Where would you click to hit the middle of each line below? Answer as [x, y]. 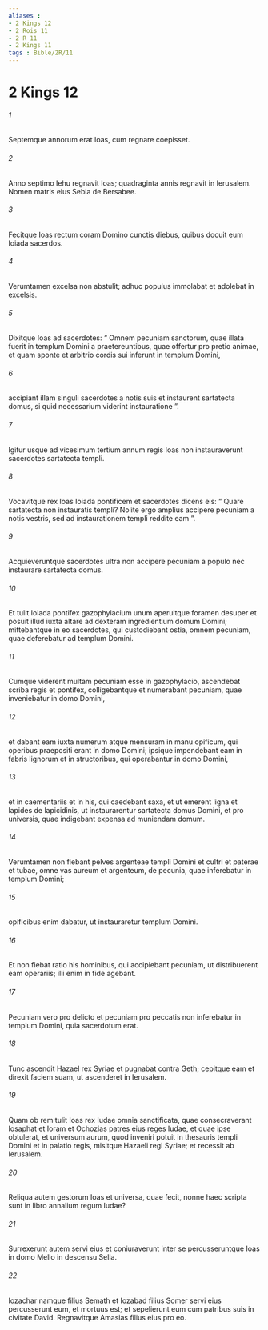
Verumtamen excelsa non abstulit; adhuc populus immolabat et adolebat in [131, 286]
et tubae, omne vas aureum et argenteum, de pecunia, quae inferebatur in [130, 871]
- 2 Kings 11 [30, 46]
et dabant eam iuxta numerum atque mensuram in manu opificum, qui [123, 742]
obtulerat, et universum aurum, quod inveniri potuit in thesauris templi [123, 1137]
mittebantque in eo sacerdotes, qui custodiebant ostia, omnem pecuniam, [130, 630]
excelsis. [23, 294]
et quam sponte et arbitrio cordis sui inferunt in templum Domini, [114, 355]
